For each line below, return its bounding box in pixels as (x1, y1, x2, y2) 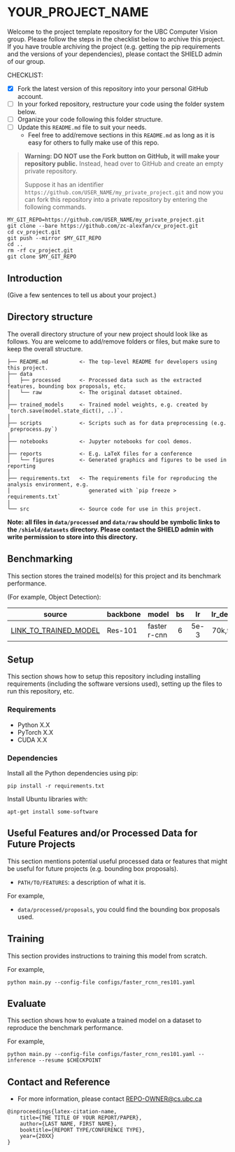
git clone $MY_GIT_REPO (7, 253, 77, 260)
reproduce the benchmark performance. (7, 1024, 124, 1032)
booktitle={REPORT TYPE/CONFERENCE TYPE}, (20, 1127, 145, 1134)
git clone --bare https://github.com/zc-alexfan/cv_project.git (7, 222, 199, 230)
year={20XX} (20, 1133, 55, 1140)
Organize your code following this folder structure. (17, 115, 163, 123)
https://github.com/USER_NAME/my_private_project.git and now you (24, 188, 224, 196)
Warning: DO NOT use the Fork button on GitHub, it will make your (24, 152, 220, 161)
